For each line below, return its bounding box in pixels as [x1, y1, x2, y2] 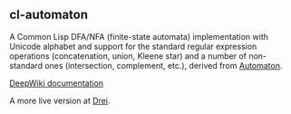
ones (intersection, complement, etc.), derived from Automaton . [44, 60, 283, 71]
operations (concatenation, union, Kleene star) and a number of [9, 50, 247, 62]
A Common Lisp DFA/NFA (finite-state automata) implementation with [9, 31, 269, 42]
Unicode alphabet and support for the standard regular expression [9, 41, 257, 52]
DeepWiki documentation [9, 77, 104, 89]
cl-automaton [9, 7, 89, 23]
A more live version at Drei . [9, 95, 111, 106]
